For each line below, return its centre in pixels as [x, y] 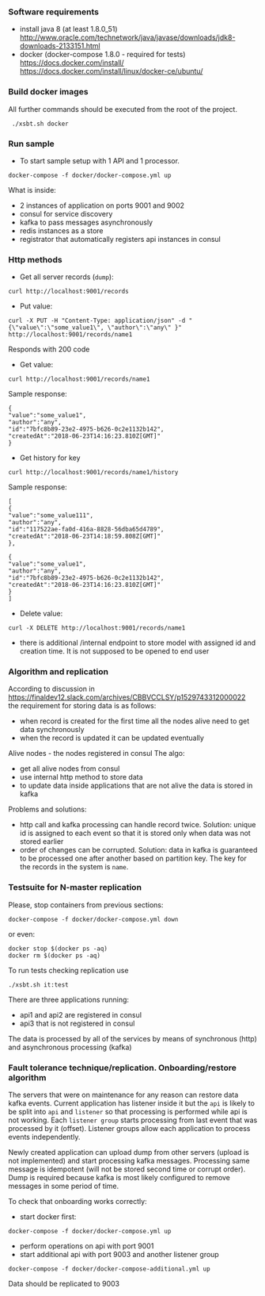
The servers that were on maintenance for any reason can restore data [123, 1095]
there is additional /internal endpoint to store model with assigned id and [137, 643]
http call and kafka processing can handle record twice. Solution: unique [138, 825]
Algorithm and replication [59, 672]
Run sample [32, 144]
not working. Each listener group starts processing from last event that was [133, 1120]
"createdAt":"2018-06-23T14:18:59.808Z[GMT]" [84, 537]
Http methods [35, 259]
